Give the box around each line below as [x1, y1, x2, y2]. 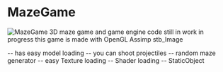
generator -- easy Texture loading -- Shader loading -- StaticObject [7, 56, 205, 64]
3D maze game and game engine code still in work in [49, 28, 204, 36]
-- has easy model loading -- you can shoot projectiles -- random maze [7, 49, 216, 57]
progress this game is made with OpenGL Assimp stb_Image [7, 35, 183, 43]
